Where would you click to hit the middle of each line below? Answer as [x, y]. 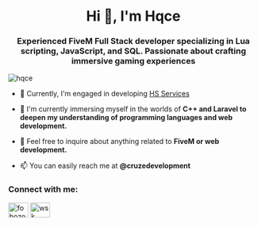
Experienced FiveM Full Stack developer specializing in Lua [133, 41]
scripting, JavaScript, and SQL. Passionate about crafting [133, 51]
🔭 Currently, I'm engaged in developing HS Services [105, 94]
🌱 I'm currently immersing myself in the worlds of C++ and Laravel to [133, 109]
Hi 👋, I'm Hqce [133, 16]
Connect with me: [43, 189]
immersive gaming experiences [133, 61]
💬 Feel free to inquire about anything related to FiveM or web [119, 142]
